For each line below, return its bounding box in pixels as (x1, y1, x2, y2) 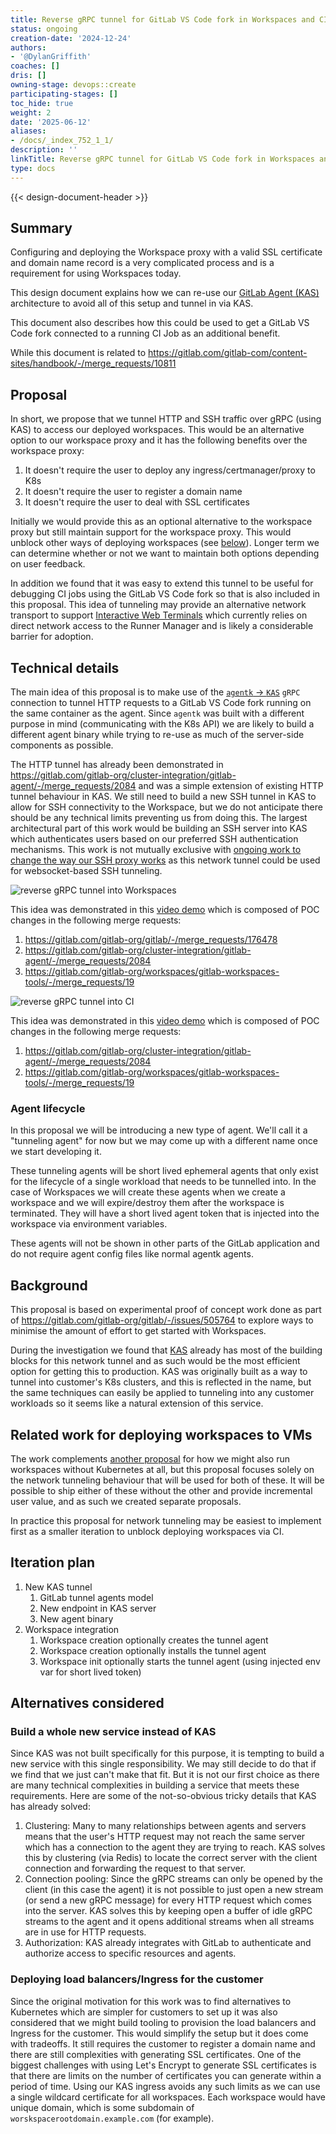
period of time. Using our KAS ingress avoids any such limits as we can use (10, 2080, 321, 2092)
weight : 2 (10, 107, 52, 118)
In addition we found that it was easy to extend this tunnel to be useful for (10, 577, 314, 590)
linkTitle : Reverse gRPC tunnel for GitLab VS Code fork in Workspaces (10, 154, 315, 164)
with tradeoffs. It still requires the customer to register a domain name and (10, 2037, 316, 2050)
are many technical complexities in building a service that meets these (10, 1779, 300, 1791)
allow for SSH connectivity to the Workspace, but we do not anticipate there (10, 801, 323, 813)
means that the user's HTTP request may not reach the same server (24, 1831, 306, 1843)
